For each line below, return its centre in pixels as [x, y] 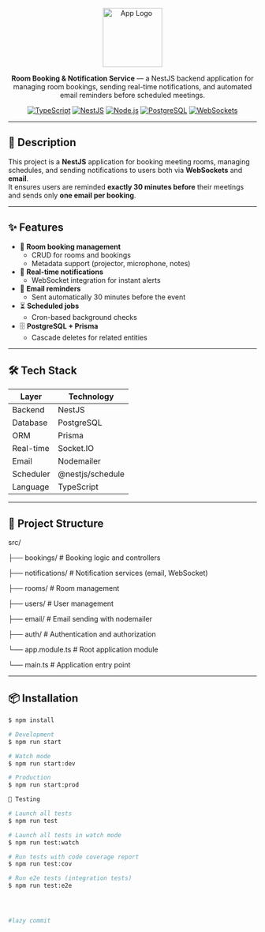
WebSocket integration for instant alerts [96, 280]
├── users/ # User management [61, 603]
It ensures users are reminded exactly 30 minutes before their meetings [126, 186]
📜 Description [42, 143]
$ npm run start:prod [44, 785]
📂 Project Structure [56, 523]
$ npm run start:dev [42, 763]
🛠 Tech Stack [43, 371]
